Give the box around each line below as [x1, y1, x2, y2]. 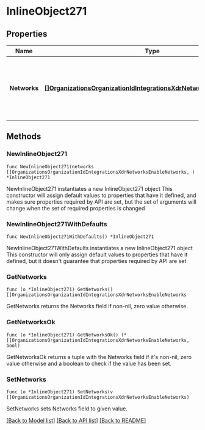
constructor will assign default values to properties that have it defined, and [6, 191, 196, 199]
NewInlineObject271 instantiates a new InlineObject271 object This [6, 185, 173, 192]
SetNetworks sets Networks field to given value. [6, 405, 128, 412]
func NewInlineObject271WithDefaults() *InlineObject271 [6, 234, 154, 240]
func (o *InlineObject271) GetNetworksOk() [6, 332, 119, 338]
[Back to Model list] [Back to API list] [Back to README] [6, 417, 146, 424]
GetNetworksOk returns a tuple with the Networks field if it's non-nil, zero [6, 353, 192, 360]
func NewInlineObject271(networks [6, 163, 95, 169]
